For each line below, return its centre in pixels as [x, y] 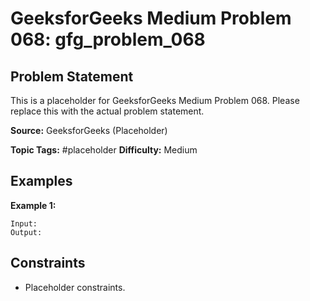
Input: [24, 223]
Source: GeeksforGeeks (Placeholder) [89, 130]
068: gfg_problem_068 [108, 39]
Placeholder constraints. [75, 287]
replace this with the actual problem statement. [107, 111]
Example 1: [33, 205]
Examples [41, 181]
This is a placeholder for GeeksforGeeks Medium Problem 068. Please [155, 100]
